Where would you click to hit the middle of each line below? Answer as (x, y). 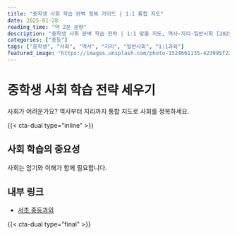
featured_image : (31, 54)
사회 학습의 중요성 (44, 149)
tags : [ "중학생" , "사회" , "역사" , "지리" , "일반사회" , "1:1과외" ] (96, 47)
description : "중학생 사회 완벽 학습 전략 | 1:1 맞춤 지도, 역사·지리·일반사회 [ (114, 34)
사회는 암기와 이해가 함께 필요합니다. (57, 167)
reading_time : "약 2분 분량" (47, 27)
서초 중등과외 (36, 210)
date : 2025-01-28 (33, 20)
